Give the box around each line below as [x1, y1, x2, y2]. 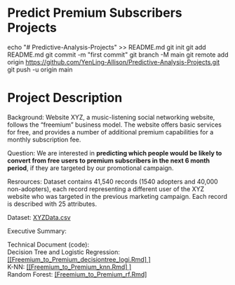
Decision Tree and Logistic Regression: [7, 247, 121, 256]
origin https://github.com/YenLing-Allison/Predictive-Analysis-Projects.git [7, 57, 220, 66]
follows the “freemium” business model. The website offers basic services [7, 120, 222, 129]
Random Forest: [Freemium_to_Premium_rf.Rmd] [7, 270, 147, 278]
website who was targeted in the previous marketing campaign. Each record [7, 192, 228, 200]
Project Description [7, 90, 123, 106]
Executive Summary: [7, 226, 67, 235]
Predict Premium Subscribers [7, 5, 182, 21]
